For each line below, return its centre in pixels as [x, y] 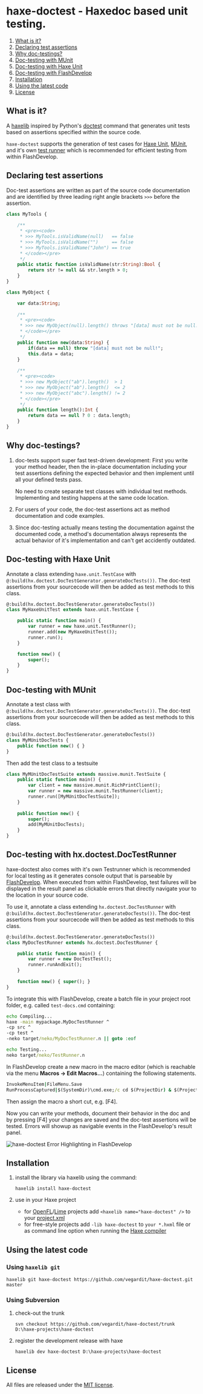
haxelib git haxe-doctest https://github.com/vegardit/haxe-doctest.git [100, 1280]
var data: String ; [39, 303]
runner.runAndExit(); [55, 965]
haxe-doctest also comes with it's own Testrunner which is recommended [98, 869]
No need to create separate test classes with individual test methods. [101, 491]
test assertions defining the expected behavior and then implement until [105, 473]
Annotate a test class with [38, 704]
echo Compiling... [29, 1016]
